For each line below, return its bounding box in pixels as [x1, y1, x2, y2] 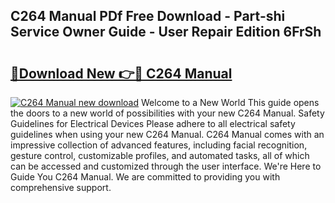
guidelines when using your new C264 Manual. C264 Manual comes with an [10, 129, 325, 140]
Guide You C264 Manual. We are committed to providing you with [10, 171, 281, 183]
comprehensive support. [10, 182, 112, 193]
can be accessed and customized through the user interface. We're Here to [10, 160, 322, 172]
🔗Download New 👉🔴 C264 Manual [10, 65, 233, 82]
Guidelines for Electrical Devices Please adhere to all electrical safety [10, 118, 296, 129]
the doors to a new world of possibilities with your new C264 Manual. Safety [10, 107, 325, 119]
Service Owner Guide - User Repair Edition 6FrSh [10, 24, 322, 41]
